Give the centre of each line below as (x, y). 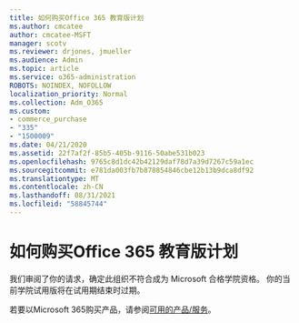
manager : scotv (38, 43)
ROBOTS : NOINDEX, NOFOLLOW (60, 86)
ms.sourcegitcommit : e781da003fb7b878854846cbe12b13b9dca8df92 (132, 170)
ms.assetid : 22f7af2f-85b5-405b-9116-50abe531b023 (107, 153)
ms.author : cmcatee (46, 26)
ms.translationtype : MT (55, 178)
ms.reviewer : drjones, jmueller (70, 52)
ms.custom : (30, 111)
